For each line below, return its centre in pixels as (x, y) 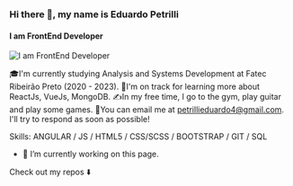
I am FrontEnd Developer (56, 36)
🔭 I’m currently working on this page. (90, 154)
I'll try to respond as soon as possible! (80, 120)
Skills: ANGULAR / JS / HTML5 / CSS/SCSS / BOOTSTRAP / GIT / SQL (138, 137)
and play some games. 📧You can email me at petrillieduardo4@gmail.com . (147, 110)
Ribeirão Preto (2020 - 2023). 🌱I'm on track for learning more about (135, 87)
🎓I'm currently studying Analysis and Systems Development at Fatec (138, 74)
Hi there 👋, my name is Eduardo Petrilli (94, 14)
